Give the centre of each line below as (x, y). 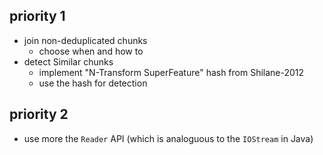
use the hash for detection (93, 83)
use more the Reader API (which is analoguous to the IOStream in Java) (168, 138)
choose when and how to (91, 51)
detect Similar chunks (68, 61)
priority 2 (39, 114)
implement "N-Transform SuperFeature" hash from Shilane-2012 (171, 72)
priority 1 (37, 16)
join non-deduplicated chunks (85, 40)
